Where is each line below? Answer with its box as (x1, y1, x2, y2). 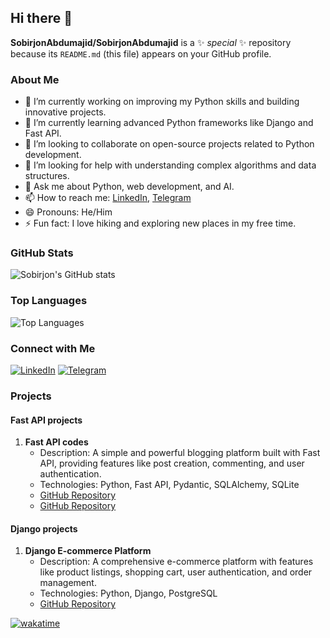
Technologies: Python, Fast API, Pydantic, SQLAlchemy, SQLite (39, 479, 300, 491)
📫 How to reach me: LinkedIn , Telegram (24, 192, 192, 204)
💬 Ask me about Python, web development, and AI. (24, 181, 235, 193)
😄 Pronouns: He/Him (24, 206, 113, 218)
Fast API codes (24, 436, 89, 448)
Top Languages (10, 294, 88, 308)
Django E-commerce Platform (24, 545, 152, 557)
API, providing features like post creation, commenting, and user (39, 457, 305, 470)
